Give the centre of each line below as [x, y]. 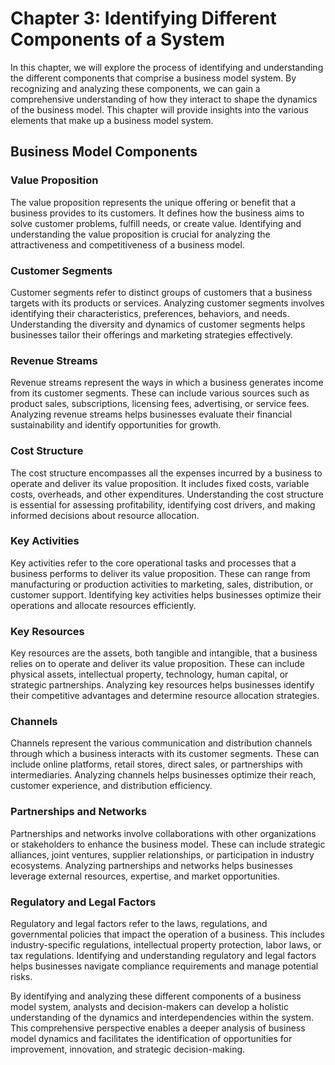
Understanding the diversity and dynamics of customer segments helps [158, 324]
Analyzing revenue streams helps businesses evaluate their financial [151, 414]
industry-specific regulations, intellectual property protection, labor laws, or [166, 945]
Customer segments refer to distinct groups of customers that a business [161, 292]
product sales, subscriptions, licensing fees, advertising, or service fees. [160, 404]
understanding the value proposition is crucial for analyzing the [140, 234]
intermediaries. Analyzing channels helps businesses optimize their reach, [163, 775]
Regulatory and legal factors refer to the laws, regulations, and [139, 923]
